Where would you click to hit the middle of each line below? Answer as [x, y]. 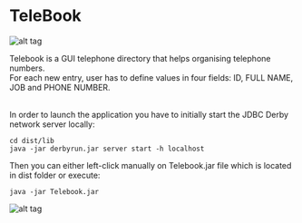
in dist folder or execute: [55, 175]
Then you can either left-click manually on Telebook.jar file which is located [151, 165]
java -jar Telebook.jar [54, 191]
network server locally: [52, 124]
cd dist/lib [32, 141]
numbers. [27, 68]
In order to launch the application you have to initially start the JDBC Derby [149, 114]
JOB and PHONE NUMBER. [60, 87]
